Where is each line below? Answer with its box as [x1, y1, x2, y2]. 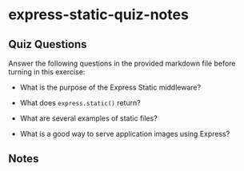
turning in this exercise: [8, 67, 86, 77]
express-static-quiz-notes [8, 6, 190, 24]
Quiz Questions [8, 38, 87, 51]
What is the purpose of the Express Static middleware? [19, 82, 202, 92]
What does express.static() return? [19, 98, 142, 107]
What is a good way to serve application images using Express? [19, 129, 230, 138]
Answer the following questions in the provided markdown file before [8, 58, 236, 68]
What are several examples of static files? [19, 113, 158, 123]
